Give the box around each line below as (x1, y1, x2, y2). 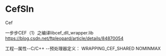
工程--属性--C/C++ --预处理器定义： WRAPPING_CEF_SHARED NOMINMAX (5, 45, 161, 51)
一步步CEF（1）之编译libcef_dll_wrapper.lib (5, 29, 94, 35)
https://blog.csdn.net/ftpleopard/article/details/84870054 (5, 35, 124, 41)
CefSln (5, 3, 34, 15)
